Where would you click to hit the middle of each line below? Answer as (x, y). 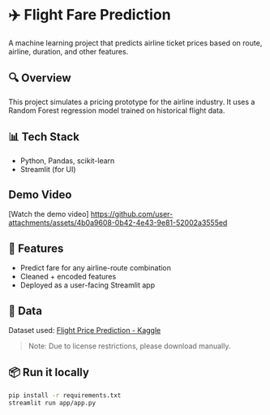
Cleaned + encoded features (68, 277)
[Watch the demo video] (49, 214)
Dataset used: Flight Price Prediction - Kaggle (85, 330)
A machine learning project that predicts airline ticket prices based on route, (135, 43)
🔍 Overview (40, 78)
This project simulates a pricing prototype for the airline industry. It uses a (132, 102)
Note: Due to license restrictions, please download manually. (129, 346)
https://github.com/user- (132, 214)
